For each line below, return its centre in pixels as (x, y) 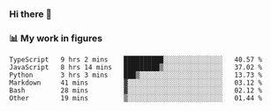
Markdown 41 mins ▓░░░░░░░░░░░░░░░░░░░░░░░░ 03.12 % (136, 83)
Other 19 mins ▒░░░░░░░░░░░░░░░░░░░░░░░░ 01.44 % (136, 99)
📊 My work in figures (56, 38)
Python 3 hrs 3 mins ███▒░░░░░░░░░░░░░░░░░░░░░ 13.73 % (136, 75)
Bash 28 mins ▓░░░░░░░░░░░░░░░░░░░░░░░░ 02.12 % (136, 91)
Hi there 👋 (31, 14)
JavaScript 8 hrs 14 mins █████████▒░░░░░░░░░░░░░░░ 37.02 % (136, 68)
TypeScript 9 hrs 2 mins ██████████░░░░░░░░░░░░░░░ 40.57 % (136, 60)
